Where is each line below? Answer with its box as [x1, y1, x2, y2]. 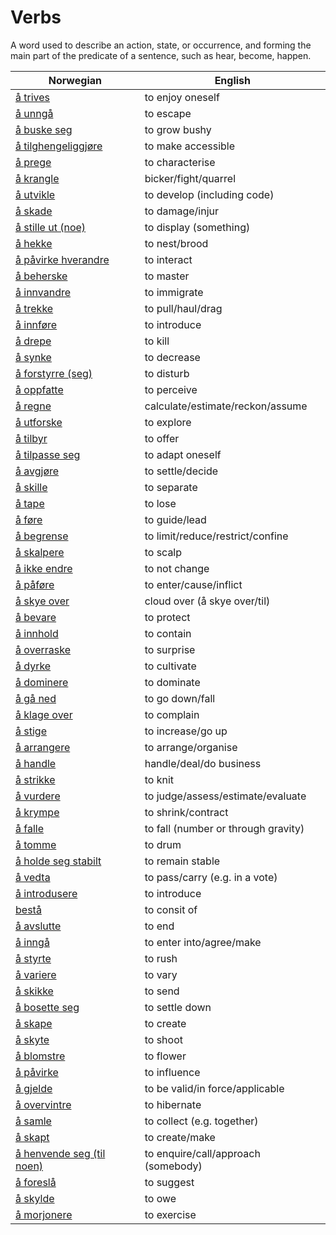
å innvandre [15, 285, 72, 299]
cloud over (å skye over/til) [144, 594, 271, 608]
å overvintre [15, 1097, 72, 1111]
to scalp [144, 545, 183, 559]
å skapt [15, 1130, 50, 1144]
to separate [144, 480, 198, 494]
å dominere [15, 675, 69, 689]
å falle [15, 821, 45, 835]
